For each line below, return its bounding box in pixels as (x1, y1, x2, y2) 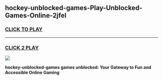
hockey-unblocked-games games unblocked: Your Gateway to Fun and (5, 64, 151, 70)
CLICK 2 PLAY (5, 44, 39, 51)
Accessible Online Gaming (5, 69, 60, 75)
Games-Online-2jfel (5, 12, 66, 20)
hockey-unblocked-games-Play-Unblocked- (5, 4, 143, 12)
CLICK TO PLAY (5, 26, 43, 33)
